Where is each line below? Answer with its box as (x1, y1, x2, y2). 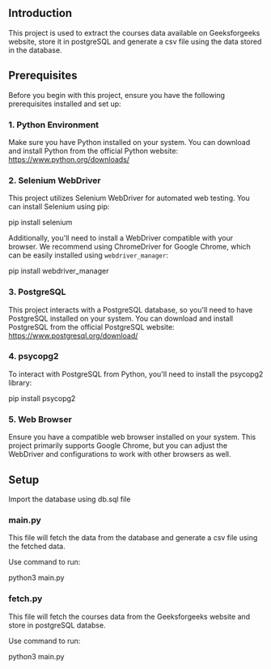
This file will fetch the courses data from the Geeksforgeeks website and (8, 611, 251, 621)
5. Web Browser (8, 413, 73, 424)
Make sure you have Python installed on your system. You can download (8, 137, 251, 147)
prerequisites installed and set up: (8, 99, 121, 109)
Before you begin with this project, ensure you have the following (8, 90, 225, 100)
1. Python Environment (8, 119, 100, 130)
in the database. (8, 45, 62, 55)
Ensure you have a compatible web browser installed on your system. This (8, 433, 256, 442)
